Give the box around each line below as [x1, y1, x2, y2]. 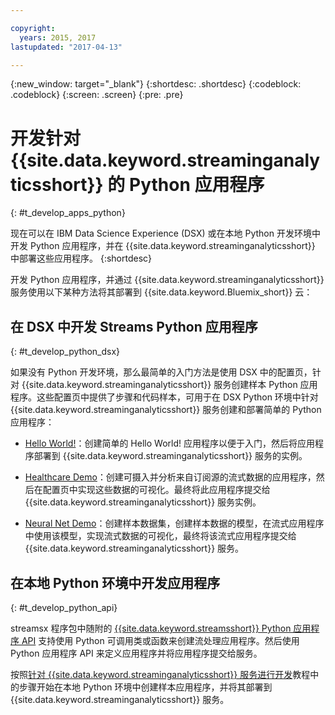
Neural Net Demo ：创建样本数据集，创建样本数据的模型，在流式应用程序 [24, 517, 325, 530]
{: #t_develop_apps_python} [10, 207, 126, 219]
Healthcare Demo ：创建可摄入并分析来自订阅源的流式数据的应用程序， [24, 471, 317, 483]
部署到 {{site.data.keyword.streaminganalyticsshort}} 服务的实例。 [33, 450, 308, 462]
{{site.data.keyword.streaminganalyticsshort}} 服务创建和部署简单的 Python [10, 404, 322, 416]
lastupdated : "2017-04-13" [10, 42, 123, 52]
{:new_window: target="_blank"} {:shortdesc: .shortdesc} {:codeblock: [10, 78, 302, 90]
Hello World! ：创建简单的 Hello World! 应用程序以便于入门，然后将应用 [24, 437, 315, 450]
